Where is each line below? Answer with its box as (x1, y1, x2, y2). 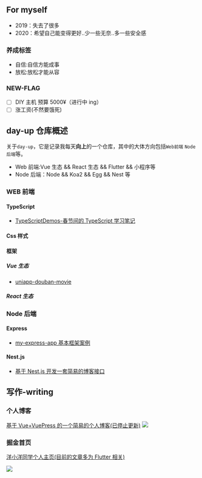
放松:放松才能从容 (15, 69, 59, 76)
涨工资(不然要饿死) (15, 106, 62, 113)
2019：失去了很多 (15, 21, 59, 29)
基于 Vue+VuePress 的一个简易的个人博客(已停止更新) (6, 422, 141, 429)
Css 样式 (6, 232, 29, 240)
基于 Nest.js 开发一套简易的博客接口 (15, 368, 105, 375)
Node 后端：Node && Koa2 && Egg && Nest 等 (15, 171, 130, 178)
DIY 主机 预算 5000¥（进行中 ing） (15, 98, 102, 106)
